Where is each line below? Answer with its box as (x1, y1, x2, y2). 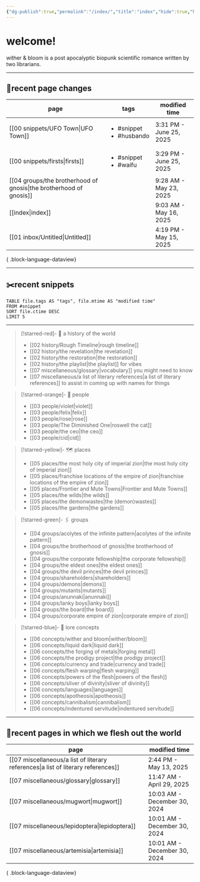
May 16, (155, 209, 179, 217)
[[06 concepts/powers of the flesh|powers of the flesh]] (29, 673, 167, 681)
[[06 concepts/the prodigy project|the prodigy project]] (29, 654, 165, 661)
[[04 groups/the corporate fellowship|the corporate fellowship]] (29, 555, 186, 563)
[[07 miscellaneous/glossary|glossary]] (9, 777, 120, 784)
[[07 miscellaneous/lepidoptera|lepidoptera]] (9, 822, 136, 830)
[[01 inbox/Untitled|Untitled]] (9, 233, 91, 241)
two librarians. (6, 60, 42, 67)
